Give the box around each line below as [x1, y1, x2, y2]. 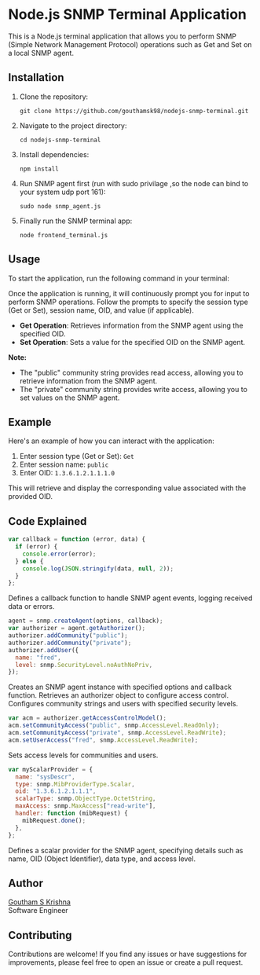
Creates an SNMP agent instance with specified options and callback [8, 682, 232, 692]
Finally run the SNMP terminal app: [19, 216, 133, 225]
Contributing [8, 929, 72, 942]
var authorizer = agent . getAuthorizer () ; [8, 625, 146, 632]
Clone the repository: [19, 92, 89, 101]
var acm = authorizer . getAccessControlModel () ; [8, 714, 167, 722]
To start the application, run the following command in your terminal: [8, 273, 229, 283]
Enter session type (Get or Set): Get [19, 452, 135, 461]
